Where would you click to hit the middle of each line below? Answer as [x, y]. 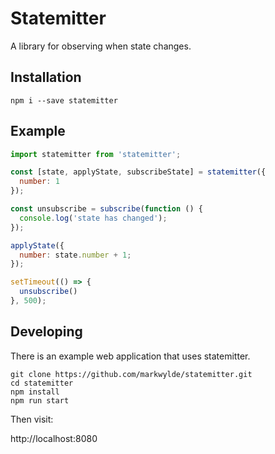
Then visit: [32, 419]
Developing [46, 332]
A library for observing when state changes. [101, 46]
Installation [46, 77]
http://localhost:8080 [54, 438]
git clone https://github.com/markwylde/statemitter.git [131, 374]
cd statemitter [42, 383]
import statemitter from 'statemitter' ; [96, 154]
